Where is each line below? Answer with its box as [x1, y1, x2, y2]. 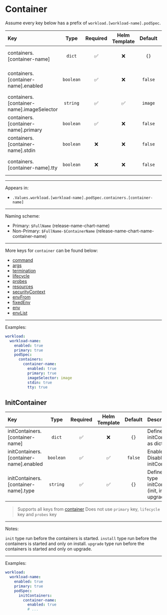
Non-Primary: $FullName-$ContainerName [12, 228, 95, 234]
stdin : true [27, 380, 52, 385]
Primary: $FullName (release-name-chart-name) [12, 223, 110, 229]
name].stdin [7, 147, 36, 154]
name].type [7, 487, 35, 494]
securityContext [12, 289, 46, 295]
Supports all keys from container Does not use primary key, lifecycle [17, 506, 160, 512]
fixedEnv [12, 299, 31, 305]
